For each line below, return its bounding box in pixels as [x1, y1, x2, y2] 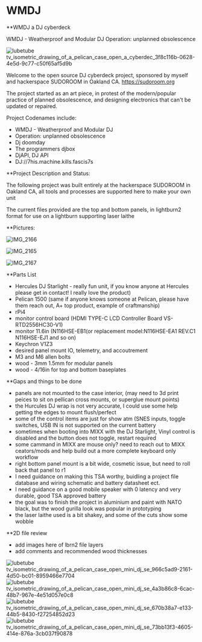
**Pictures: [6, 224, 35, 231]
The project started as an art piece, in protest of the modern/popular [6, 89, 177, 97]
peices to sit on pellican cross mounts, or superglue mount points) [14, 396, 180, 403]
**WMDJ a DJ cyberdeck [6, 24, 71, 31]
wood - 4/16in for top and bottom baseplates [14, 366, 127, 373]
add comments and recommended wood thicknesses [14, 547, 148, 554]
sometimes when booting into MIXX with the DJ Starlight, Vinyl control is [14, 428, 195, 435]
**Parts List [6, 271, 37, 278]
